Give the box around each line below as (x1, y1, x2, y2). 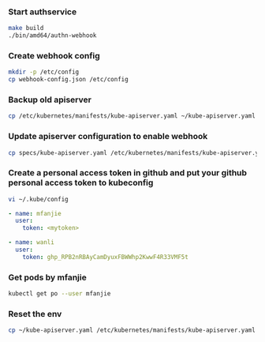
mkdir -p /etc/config (8, 68, 80, 77)
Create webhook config (8, 50, 100, 61)
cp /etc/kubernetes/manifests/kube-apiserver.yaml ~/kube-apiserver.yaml (8, 112, 256, 120)
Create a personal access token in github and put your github (8, 167, 247, 179)
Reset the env (8, 308, 62, 319)
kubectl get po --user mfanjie (8, 290, 111, 298)
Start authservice (8, 6, 77, 17)
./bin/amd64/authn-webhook (8, 32, 97, 39)
